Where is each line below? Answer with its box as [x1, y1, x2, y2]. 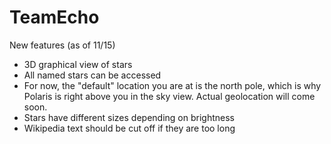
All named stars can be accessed [23, 69, 162, 81]
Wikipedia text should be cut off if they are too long [23, 122, 236, 134]
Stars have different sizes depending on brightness [23, 111, 235, 123]
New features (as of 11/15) [9, 39, 116, 51]
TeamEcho [9, 6, 100, 29]
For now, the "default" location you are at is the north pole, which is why [23, 79, 322, 91]
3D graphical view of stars [23, 58, 133, 70]
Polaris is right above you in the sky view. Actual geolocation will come [23, 90, 316, 102]
